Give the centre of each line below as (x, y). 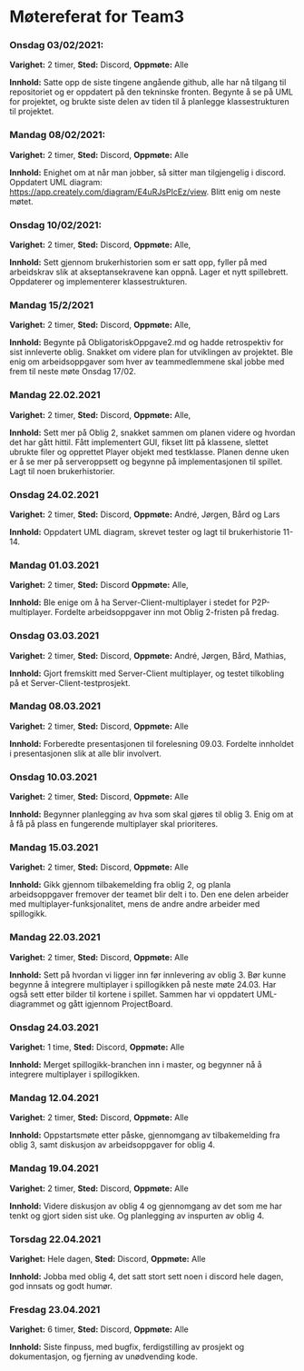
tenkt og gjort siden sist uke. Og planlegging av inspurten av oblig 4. (137, 1216)
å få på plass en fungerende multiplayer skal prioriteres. (114, 824)
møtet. (21, 201)
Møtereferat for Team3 (97, 17)
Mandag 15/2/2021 (51, 305)
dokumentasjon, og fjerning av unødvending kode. (103, 1356)
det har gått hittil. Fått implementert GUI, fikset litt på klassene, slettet (139, 442)
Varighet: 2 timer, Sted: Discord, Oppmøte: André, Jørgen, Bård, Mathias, (148, 655)
